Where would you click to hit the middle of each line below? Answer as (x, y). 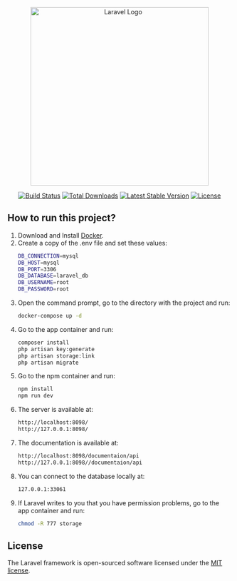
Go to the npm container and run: (67, 376)
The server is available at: (56, 410)
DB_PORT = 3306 (37, 269)
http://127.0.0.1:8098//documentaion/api (80, 463)
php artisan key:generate (56, 349)
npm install (35, 389)
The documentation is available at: (68, 443)
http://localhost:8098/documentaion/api (78, 456)
